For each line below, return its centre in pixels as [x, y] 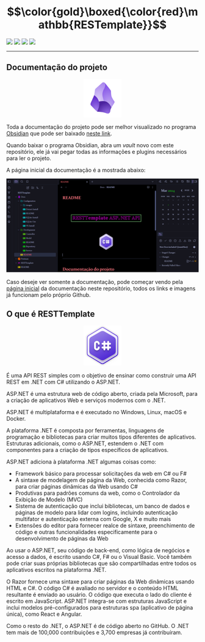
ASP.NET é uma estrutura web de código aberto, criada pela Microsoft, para [102, 394]
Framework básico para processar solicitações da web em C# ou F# [101, 474]
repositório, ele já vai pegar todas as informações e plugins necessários [97, 151]
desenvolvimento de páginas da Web [62, 539]
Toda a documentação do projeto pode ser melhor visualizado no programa [101, 126]
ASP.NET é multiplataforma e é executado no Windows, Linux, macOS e [97, 412]
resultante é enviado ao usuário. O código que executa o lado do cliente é [99, 595]
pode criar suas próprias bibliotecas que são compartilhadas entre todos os [102, 563]
